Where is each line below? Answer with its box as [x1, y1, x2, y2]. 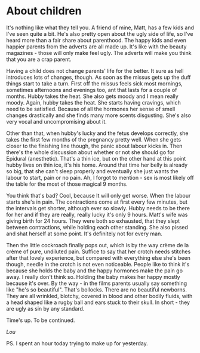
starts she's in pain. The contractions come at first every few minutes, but [6, 198, 188, 205]
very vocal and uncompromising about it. [6, 118, 107, 125]
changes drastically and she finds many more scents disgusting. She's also [6, 112, 191, 119]
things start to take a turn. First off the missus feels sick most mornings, [6, 79, 183, 87]
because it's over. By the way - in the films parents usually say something [6, 280, 187, 287]
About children [6, 4, 82, 18]
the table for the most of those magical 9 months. [6, 180, 128, 188]
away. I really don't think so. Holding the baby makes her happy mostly [6, 273, 180, 280]
